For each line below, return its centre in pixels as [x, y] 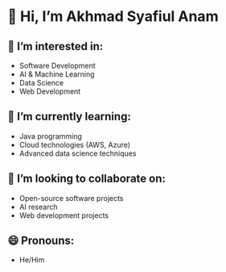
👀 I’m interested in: [55, 46]
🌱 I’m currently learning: [70, 117]
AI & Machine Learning [57, 74]
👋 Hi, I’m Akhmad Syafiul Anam [113, 17]
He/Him [32, 260]
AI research [38, 207]
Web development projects [64, 215]
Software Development [57, 65]
